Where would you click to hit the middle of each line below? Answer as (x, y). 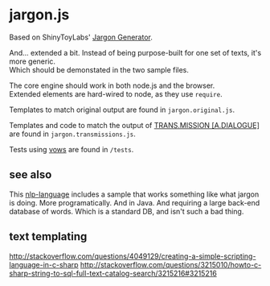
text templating (48, 236)
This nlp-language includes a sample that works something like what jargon (134, 194)
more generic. (32, 61)
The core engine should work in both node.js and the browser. (112, 85)
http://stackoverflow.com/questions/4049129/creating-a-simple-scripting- (133, 256)
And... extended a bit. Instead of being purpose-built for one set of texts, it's (135, 52)
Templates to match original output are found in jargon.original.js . (122, 110)
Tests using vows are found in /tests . (72, 149)
